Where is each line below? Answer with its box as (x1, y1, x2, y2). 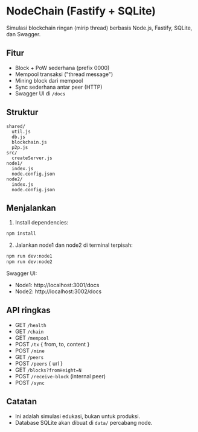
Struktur (6, 107, 39, 118)
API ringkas (6, 305, 51, 316)
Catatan (6, 396, 37, 407)
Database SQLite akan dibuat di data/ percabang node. (14, 419, 153, 426)
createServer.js (11, 155, 53, 161)
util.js (11, 129, 31, 135)
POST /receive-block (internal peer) (14, 372, 106, 380)
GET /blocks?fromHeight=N (14, 366, 81, 373)
